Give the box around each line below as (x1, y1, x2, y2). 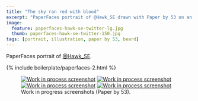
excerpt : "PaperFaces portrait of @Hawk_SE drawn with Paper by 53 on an (6, 14, 193, 20)
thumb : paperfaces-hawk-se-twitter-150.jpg (11, 31, 120, 37)
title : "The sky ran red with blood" (6, 8, 100, 15)
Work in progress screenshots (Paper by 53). (21, 89, 131, 95)
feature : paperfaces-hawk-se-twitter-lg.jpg (11, 25, 123, 31)
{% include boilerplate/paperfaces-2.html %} (6, 64, 117, 71)
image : (6, 20, 23, 26)
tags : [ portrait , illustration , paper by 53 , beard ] (6, 36, 139, 42)
